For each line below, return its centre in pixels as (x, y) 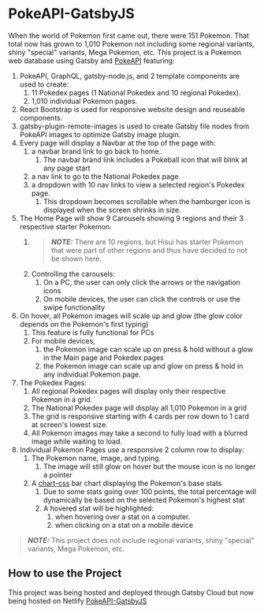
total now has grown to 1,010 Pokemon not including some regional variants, (131, 43)
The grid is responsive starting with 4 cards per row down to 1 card (140, 416)
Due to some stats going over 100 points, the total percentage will (150, 491)
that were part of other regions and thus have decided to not (149, 250)
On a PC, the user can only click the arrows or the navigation (141, 282)
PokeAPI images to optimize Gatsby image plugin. (100, 134)
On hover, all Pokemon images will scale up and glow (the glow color (131, 315)
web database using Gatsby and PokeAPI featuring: (91, 61)
